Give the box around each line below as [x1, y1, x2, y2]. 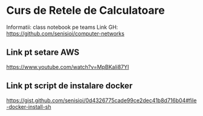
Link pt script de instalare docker [6, 81, 133, 91]
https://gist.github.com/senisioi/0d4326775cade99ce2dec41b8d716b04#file [6, 97, 197, 104]
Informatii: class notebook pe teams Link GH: [6, 23, 118, 31]
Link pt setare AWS [6, 47, 80, 58]
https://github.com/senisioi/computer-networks [6, 29, 125, 37]
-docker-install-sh [6, 103, 51, 110]
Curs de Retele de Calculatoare [6, 4, 165, 17]
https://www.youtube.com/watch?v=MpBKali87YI [6, 63, 129, 70]
